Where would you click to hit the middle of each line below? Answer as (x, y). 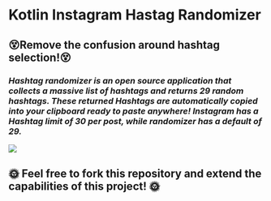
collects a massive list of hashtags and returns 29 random (126, 91)
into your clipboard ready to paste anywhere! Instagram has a (133, 111)
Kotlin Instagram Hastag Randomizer (135, 15)
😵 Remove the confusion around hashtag (114, 45)
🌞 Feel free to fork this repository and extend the (135, 174)
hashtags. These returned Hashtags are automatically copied (133, 100)
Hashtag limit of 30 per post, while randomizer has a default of (135, 121)
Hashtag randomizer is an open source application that (120, 80)
